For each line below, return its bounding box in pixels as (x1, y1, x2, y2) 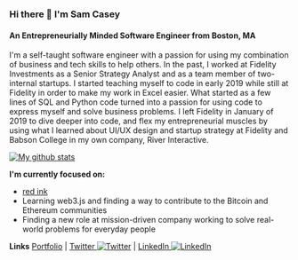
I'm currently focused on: (9, 169, 105, 180)
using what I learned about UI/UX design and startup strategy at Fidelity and (9, 125, 289, 136)
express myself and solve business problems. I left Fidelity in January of (9, 106, 274, 117)
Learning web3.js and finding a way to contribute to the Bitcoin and (21, 195, 269, 207)
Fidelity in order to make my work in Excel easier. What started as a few (9, 88, 271, 98)
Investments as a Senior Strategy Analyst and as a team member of (9, 68, 256, 79)
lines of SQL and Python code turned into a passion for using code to (9, 97, 262, 107)
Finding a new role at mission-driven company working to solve (21, 215, 255, 225)
